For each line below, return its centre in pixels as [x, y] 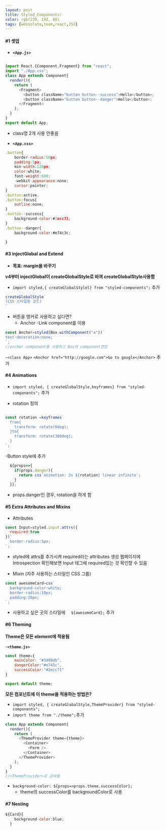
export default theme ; [29, 684]
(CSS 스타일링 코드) [23, 302]
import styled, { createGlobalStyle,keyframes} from [69, 387]
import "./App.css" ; [27, 71]
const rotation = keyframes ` [35, 417]
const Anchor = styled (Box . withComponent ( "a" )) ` [55, 333]
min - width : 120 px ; [33, 167]
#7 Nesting [17, 804]
